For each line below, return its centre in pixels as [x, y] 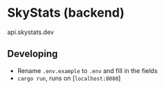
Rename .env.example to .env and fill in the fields [87, 70]
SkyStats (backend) [66, 13]
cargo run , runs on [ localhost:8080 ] [69, 78]
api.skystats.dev [31, 32]
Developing [32, 54]
